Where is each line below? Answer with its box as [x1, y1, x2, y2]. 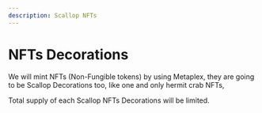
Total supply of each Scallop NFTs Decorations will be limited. [8, 96, 210, 105]
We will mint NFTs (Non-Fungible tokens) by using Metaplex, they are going [8, 72, 255, 81]
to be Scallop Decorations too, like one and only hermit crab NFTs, [8, 80, 225, 89]
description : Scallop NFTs [8, 11, 97, 20]
